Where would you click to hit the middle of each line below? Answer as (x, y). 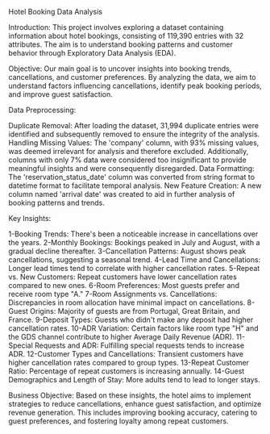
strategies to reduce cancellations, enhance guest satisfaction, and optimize (135, 404)
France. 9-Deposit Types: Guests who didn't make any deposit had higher (131, 319)
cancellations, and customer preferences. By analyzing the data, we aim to (132, 77)
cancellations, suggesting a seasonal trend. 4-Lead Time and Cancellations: (135, 260)
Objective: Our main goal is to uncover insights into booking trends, (120, 69)
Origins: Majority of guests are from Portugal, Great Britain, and (135, 311)
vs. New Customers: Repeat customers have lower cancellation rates (123, 277)
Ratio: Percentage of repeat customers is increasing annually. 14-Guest (127, 371)
